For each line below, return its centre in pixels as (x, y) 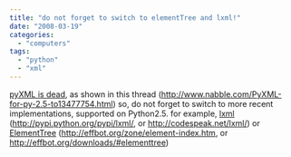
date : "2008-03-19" (46, 26)
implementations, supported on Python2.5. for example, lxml (122, 113)
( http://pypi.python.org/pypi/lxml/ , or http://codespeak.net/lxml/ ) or (135, 123)
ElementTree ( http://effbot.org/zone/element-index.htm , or (119, 132)
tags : (19, 52)
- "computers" (44, 43)
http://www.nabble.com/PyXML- (221, 94)
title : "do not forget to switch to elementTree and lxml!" (126, 18)
